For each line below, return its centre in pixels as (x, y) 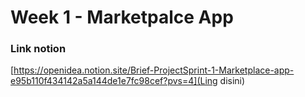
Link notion (38, 49)
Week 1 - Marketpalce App (122, 17)
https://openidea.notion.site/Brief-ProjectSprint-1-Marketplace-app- (154, 70)
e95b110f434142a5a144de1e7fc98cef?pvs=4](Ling (114, 81)
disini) (232, 81)
